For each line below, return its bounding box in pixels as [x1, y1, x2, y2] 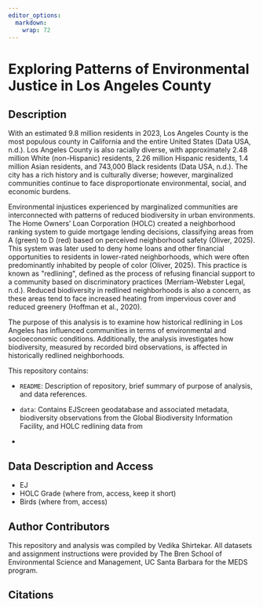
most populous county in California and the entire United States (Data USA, [8, 137, 251, 146]
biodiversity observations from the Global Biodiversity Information [19, 413, 233, 422]
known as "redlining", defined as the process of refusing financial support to [8, 269, 255, 279]
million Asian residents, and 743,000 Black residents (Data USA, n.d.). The [8, 162, 248, 171]
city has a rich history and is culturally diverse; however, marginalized [8, 170, 234, 180]
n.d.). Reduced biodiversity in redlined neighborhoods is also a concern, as [8, 286, 251, 295]
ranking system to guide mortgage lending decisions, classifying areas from [8, 227, 254, 236]
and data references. [19, 389, 88, 399]
